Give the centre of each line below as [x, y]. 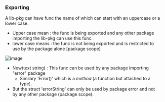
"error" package [29, 73]
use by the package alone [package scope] [56, 49]
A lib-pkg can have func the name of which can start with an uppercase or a [83, 18]
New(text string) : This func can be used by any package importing [81, 68]
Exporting [17, 7]
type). [26, 84]
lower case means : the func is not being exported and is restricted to [83, 44]
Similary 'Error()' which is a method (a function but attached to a [85, 79]
